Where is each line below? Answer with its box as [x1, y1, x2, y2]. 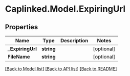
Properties [5, 23, 38, 31]
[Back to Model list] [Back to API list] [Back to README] [5, 66, 117, 72]
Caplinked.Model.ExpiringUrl [5, 3, 126, 15]
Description [60, 38, 88, 44]
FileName [7, 54, 30, 60]
